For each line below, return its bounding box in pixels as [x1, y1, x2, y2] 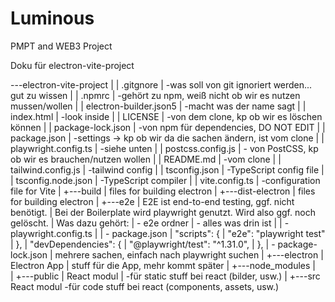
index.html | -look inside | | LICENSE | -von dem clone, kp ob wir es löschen [10, 110, 323, 122]
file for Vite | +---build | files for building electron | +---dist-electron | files [10, 185, 316, 197]
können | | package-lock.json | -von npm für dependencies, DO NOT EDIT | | [10, 121, 326, 133]
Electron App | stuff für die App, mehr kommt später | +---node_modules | [10, 259, 316, 271]
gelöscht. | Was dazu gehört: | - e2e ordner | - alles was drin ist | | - [10, 217, 290, 229]
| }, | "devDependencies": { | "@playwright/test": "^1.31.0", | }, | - [10, 238, 276, 250]
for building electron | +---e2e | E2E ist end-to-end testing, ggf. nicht [10, 195, 295, 207]
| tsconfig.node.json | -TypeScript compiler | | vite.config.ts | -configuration [10, 174, 321, 186]
